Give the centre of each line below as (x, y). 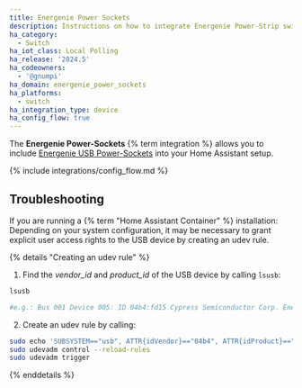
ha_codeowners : (38, 68)
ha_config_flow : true (50, 118)
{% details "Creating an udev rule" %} (80, 257)
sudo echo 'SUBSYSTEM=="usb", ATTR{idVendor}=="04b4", (114, 341)
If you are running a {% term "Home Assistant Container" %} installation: (144, 221)
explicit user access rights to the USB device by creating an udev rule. (139, 239)
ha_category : (34, 34)
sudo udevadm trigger (50, 358)
